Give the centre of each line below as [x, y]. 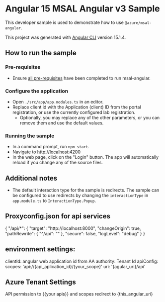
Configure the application [37, 91]
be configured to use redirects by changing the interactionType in [80, 196]
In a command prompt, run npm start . [51, 147]
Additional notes [31, 178]
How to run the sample [41, 53]
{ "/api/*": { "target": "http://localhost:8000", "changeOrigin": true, [73, 228]
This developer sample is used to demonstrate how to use [65, 22]
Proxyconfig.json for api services [58, 216]
